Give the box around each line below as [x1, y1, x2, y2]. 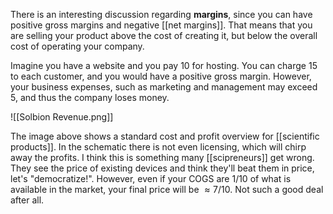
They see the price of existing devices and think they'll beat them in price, [10, 162, 315, 174]
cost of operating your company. [10, 40, 145, 52]
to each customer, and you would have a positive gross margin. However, [10, 70, 312, 82]
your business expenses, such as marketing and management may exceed [10, 81, 318, 93]
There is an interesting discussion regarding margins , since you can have [10, 9, 313, 20]
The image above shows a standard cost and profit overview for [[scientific [10, 130, 320, 142]
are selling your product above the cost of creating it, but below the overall [10, 30, 318, 41]
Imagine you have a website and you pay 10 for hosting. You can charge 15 [10, 60, 318, 71]
